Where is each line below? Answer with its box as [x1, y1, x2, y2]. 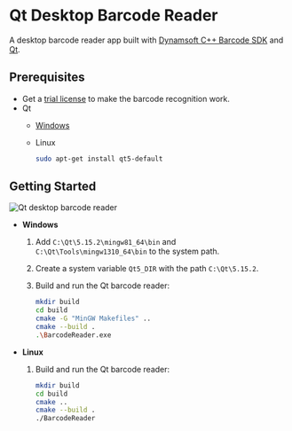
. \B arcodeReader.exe [35, 330, 112, 340]
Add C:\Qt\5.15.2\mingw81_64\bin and [35, 237, 177, 247]
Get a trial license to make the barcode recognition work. [21, 93, 231, 104]
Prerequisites [9, 70, 85, 85]
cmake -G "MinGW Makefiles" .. [35, 314, 152, 324]
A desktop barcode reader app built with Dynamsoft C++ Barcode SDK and [9, 35, 284, 45]
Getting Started [9, 179, 97, 194]
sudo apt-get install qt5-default [35, 154, 163, 163]
